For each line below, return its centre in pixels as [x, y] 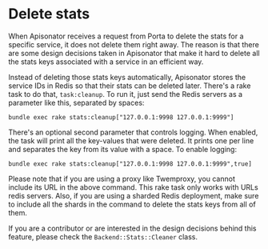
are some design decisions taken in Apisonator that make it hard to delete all [134, 53]
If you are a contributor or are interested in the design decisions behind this [132, 228]
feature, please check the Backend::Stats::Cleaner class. [103, 236]
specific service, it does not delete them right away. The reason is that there [134, 44]
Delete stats [49, 14]
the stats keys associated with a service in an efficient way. [106, 62]
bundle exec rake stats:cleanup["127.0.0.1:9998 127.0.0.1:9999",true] [130, 164]
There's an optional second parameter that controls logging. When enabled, [133, 132]
